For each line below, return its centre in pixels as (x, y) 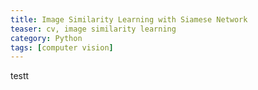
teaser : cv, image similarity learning (93, 29)
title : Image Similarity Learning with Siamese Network (129, 19)
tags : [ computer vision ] (62, 47)
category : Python (46, 38)
